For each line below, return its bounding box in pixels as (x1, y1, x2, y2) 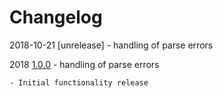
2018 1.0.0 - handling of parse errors (9, 58, 160, 70)
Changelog (9, 6, 103, 29)
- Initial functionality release (9, 77, 149, 88)
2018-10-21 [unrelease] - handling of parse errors (9, 39, 214, 51)
